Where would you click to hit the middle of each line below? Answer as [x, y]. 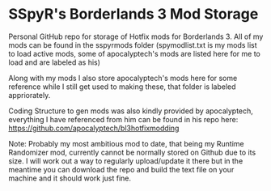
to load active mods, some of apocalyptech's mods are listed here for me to [134, 53]
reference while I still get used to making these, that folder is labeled [122, 87]
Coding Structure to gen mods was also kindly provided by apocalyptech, [131, 111]
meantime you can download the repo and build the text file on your [121, 169]
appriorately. [30, 95]
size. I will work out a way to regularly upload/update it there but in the [126, 161]
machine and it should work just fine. [70, 178]
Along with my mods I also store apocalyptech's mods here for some [123, 78]
